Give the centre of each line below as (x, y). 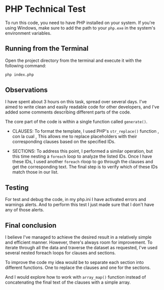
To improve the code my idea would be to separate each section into (74, 262)
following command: (26, 65)
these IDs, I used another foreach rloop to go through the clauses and (82, 162)
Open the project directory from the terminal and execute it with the (73, 60)
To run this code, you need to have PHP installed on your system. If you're (80, 23)
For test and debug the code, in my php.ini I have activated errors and (76, 200)
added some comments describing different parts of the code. (68, 112)
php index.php (20, 75)
